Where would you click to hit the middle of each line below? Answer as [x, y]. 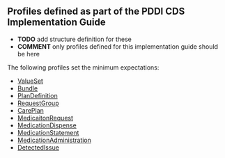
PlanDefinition [37, 95]
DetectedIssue [38, 147]
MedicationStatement [48, 132]
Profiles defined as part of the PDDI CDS [96, 11]
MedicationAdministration [54, 140]
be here [29, 54]
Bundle [28, 88]
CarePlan [30, 110]
